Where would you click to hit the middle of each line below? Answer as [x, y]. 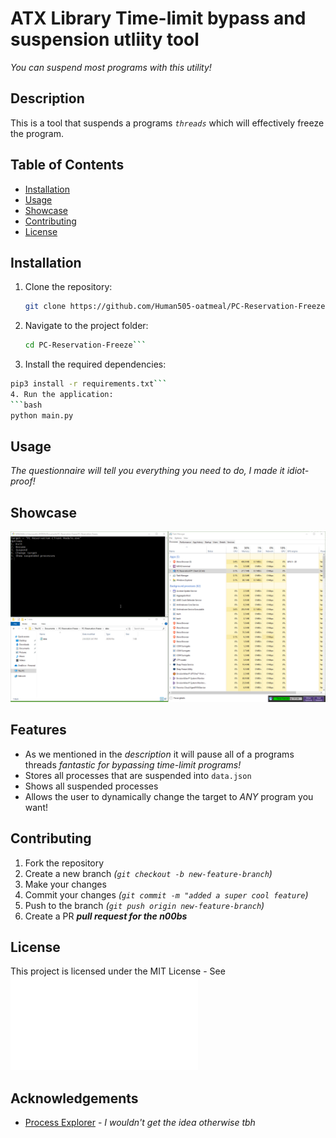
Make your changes [65, 884]
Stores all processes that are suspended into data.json [138, 775]
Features [38, 730]
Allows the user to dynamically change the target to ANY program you [169, 796]
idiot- [298, 471]
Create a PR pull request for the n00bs [106, 916]
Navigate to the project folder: [86, 326]
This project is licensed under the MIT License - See [118, 971]
